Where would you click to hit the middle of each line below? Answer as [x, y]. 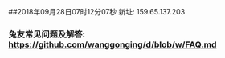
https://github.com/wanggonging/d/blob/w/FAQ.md [112, 44]
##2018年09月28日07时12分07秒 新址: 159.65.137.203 [97, 12]
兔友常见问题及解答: [47, 34]
